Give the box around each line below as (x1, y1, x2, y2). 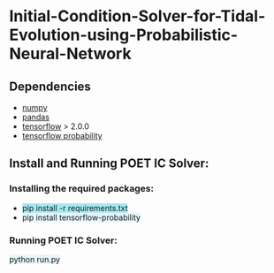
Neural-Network (9, 44, 132, 64)
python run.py (9, 254, 60, 264)
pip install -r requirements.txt (21, 202, 128, 213)
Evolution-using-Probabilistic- (9, 25, 239, 45)
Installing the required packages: (9, 183, 155, 195)
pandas (21, 112, 50, 122)
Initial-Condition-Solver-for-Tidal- (9, 6, 266, 27)
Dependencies (9, 79, 91, 94)
